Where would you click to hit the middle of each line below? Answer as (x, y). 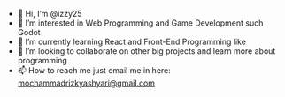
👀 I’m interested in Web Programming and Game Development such (140, 23)
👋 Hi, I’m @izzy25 (50, 14)
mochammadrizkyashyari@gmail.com (86, 83)
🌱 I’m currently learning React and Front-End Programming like (131, 41)
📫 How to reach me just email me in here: (94, 70)
